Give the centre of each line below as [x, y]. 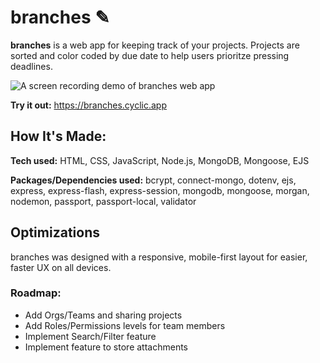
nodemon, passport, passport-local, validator [103, 201]
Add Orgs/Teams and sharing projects [103, 315]
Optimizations [55, 232]
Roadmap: [36, 293]
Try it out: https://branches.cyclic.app [88, 105]
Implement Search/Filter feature [90, 336]
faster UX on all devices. [61, 267]
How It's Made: [58, 136]
